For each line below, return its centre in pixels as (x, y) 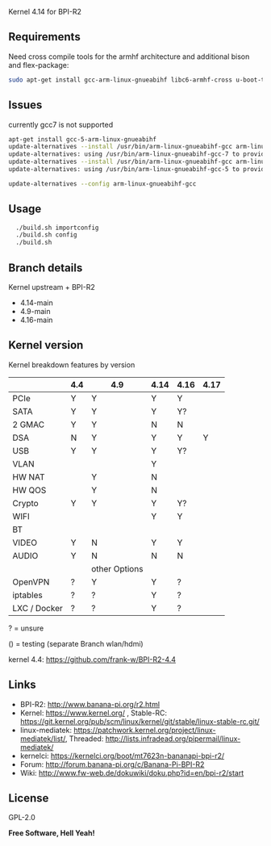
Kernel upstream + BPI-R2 (52, 287)
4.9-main (35, 311)
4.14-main (37, 303)
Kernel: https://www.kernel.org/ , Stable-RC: (94, 713)
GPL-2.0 (22, 818)
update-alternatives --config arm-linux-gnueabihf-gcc (102, 184)
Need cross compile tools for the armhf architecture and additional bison (129, 57)
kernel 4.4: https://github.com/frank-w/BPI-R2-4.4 (92, 659)
